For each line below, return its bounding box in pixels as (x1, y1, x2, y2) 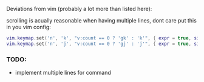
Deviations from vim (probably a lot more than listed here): (6, 5, 152, 12)
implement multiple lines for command (15, 69, 111, 77)
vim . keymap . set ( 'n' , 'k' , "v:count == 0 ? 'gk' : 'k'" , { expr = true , (6, 35, 192, 41)
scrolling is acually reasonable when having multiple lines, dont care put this (6, 17, 197, 24)
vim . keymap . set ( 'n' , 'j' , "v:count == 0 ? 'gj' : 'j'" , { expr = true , (6, 41, 192, 47)
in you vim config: (6, 24, 52, 30)
